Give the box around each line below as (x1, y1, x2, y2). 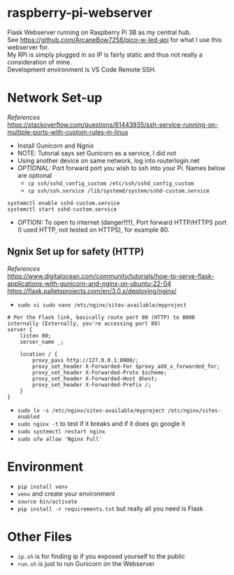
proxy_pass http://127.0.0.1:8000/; (32, 356, 139, 363)
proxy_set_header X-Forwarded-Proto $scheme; (32, 369, 168, 376)
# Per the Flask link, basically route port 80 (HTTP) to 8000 (7, 314, 196, 321)
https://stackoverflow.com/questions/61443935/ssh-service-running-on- (7, 120, 219, 129)
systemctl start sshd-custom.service (7, 205, 117, 213)
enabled (17, 413, 40, 420)
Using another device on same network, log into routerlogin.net (17, 156, 200, 165)
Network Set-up (7, 90, 103, 106)
